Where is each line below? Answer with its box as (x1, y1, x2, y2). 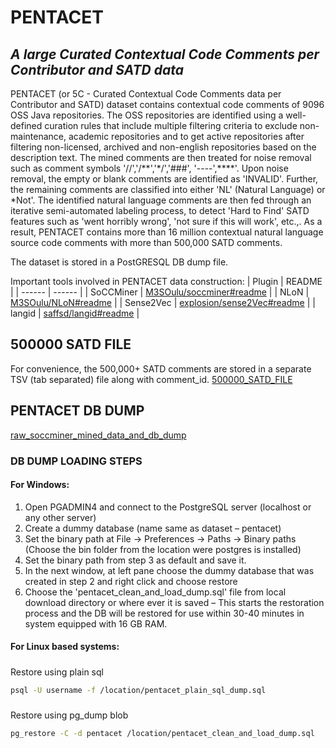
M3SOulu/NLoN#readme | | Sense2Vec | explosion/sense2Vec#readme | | (10, 297, 316, 308)
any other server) (24, 511, 97, 523)
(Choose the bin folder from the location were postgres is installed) (24, 543, 302, 555)
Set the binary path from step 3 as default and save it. (24, 554, 247, 566)
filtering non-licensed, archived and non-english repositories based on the (10, 141, 317, 153)
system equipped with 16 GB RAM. (24, 617, 168, 630)
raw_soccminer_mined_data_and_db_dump (10, 429, 187, 441)
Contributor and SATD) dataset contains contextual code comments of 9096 (10, 99, 325, 110)
